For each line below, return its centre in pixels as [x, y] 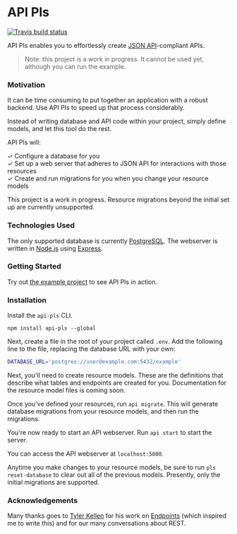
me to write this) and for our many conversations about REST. [97, 523]
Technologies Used [41, 225]
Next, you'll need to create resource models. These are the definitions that [115, 375]
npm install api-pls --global [52, 328]
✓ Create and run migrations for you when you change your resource [108, 179]
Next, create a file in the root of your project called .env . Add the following [115, 342]
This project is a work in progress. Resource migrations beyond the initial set [119, 200]
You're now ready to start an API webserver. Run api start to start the [110, 433]
